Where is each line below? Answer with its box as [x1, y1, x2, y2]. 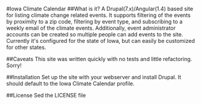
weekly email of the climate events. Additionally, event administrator [6, 24, 176, 31]
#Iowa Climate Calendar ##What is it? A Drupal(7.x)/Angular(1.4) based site [6, 5, 194, 12]
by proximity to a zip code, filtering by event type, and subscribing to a [6, 18, 183, 25]
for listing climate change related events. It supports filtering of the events [6, 11, 191, 19]
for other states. [6, 44, 47, 51]
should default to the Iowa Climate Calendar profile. [6, 80, 135, 87]
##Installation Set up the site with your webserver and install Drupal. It [6, 74, 182, 80]
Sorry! [6, 62, 22, 69]
